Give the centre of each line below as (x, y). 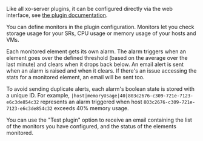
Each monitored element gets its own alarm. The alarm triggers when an (96, 51)
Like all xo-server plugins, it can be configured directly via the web (89, 9)
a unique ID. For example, (38, 95)
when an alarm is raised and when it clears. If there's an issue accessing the (101, 71)
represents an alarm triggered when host (91, 102)
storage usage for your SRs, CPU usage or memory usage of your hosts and (101, 33)
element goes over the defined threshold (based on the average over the (97, 58)
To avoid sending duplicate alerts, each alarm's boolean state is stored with (101, 89)
